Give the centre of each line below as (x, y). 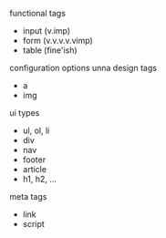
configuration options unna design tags (83, 68)
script (34, 224)
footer (34, 160)
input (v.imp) (47, 31)
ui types (25, 113)
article (35, 169)
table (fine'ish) (50, 50)
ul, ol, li (36, 130)
